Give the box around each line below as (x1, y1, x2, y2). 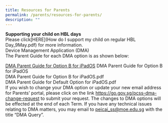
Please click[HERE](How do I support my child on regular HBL (5, 36, 136, 43)
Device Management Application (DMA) (5, 47, 89, 54)
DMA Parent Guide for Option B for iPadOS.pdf (5, 74, 104, 80)
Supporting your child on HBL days (5, 31, 81, 37)
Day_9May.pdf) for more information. (5, 42, 83, 48)
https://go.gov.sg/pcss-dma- (95, 90, 157, 96)
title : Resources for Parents (5, 7, 70, 13)
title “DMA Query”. (5, 112, 44, 118)
